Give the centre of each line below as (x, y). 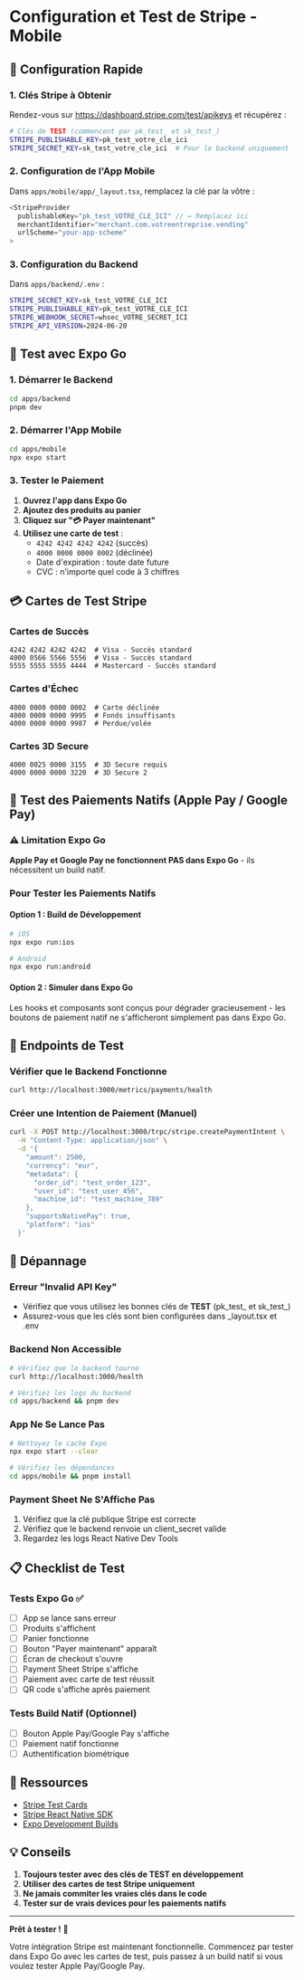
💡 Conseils (40, 1852)
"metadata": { (52, 1174)
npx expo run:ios (42, 942)
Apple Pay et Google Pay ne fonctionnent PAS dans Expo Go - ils (132, 860)
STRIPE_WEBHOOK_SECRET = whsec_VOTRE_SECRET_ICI (99, 318)
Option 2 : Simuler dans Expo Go (71, 987)
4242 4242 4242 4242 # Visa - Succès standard (101, 650)
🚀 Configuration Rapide (76, 69)
